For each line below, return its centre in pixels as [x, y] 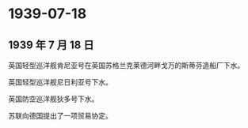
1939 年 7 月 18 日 [51, 45]
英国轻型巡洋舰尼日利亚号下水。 [60, 82]
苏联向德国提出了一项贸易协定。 [60, 116]
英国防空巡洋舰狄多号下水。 [53, 99]
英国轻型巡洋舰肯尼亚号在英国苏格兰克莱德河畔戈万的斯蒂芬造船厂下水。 [126, 65]
